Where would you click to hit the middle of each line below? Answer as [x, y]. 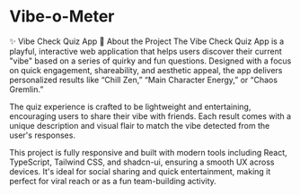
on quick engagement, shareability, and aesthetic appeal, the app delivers [146, 70]
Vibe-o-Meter [62, 17]
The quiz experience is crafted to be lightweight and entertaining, [130, 106]
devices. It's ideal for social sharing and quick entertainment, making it [140, 171]
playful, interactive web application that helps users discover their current [146, 51]
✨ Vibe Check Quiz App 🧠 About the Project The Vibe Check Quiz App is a [147, 41]
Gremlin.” [26, 89]
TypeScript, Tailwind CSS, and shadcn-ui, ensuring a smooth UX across [142, 162]
